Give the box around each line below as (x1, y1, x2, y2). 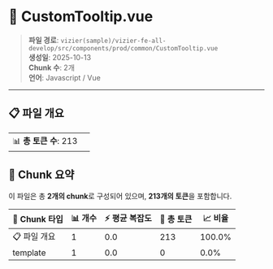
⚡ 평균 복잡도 (104, 212, 152, 223)
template (12, 247, 46, 258)
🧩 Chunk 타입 (12, 214, 63, 225)
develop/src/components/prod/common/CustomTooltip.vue (28, 44, 219, 52)
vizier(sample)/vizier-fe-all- (60, 37, 167, 45)
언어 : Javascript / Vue (28, 72, 102, 82)
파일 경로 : (28, 35, 59, 45)
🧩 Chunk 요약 (8, 168, 75, 182)
